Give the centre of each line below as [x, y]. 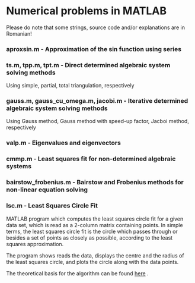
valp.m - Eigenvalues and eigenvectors [64, 143]
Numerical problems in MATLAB [87, 11]
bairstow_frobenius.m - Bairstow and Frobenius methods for [95, 183]
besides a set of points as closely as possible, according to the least [89, 238]
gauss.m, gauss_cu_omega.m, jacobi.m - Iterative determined [97, 101]
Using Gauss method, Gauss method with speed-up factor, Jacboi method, [98, 121]
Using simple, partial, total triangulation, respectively [70, 86]
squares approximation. [35, 244]
